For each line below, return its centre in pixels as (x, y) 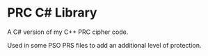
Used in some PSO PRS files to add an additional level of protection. (104, 45)
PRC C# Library (52, 13)
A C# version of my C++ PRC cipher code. (68, 32)
